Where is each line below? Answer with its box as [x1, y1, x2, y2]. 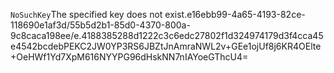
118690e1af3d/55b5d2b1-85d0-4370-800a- [10, 19, 191, 31]
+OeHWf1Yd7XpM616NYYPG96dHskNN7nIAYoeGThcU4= [10, 51, 249, 63]
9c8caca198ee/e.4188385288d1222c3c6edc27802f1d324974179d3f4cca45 [10, 30, 324, 41]
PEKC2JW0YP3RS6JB [63, 40, 156, 52]
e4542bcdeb [10, 40, 64, 52]
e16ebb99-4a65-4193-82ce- [186, 9, 306, 20]
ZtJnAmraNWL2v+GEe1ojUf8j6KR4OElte [154, 40, 322, 52]
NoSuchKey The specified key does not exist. [10, 9, 188, 20]
